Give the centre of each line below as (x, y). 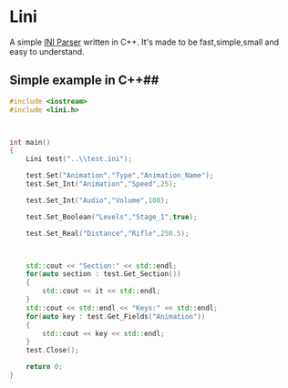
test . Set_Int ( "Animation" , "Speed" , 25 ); (102, 184)
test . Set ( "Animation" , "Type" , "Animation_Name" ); (120, 176)
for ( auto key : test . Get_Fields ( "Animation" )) (116, 316)
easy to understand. (47, 51)
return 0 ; (45, 367)
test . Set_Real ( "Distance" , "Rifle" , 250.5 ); (108, 233)
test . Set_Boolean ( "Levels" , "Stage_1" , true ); (112, 217)
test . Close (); (52, 351)
